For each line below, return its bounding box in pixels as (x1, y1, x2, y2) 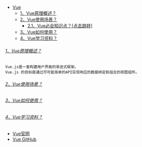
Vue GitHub (12, 136, 36, 142)
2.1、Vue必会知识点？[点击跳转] (27, 23, 92, 29)
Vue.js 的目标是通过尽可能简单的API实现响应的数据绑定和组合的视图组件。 (5, 70, 139, 75)
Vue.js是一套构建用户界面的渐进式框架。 (5, 65, 78, 70)
